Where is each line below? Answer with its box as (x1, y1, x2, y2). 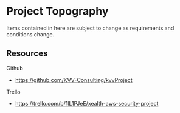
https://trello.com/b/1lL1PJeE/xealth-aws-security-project (15, 100, 159, 107)
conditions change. (6, 30, 55, 38)
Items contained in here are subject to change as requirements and (6, 24, 175, 32)
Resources (6, 49, 48, 59)
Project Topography (6, 4, 109, 18)
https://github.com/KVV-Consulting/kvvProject (15, 76, 133, 83)
